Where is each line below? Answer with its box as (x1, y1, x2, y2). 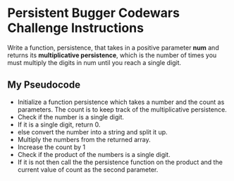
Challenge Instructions (7, 20, 144, 36)
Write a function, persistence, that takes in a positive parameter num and (7, 43, 220, 52)
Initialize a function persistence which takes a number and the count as (17, 98, 225, 106)
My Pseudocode (7, 79, 81, 91)
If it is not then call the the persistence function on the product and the (17, 158, 223, 166)
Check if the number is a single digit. (17, 112, 125, 121)
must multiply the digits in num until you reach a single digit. (7, 58, 182, 66)
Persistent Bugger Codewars (7, 5, 180, 21)
